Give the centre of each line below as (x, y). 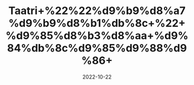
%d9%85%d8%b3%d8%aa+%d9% (97, 36)
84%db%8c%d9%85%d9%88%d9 (97, 48)
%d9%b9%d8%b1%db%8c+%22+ (97, 23)
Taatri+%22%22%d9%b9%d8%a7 (97, 11)
